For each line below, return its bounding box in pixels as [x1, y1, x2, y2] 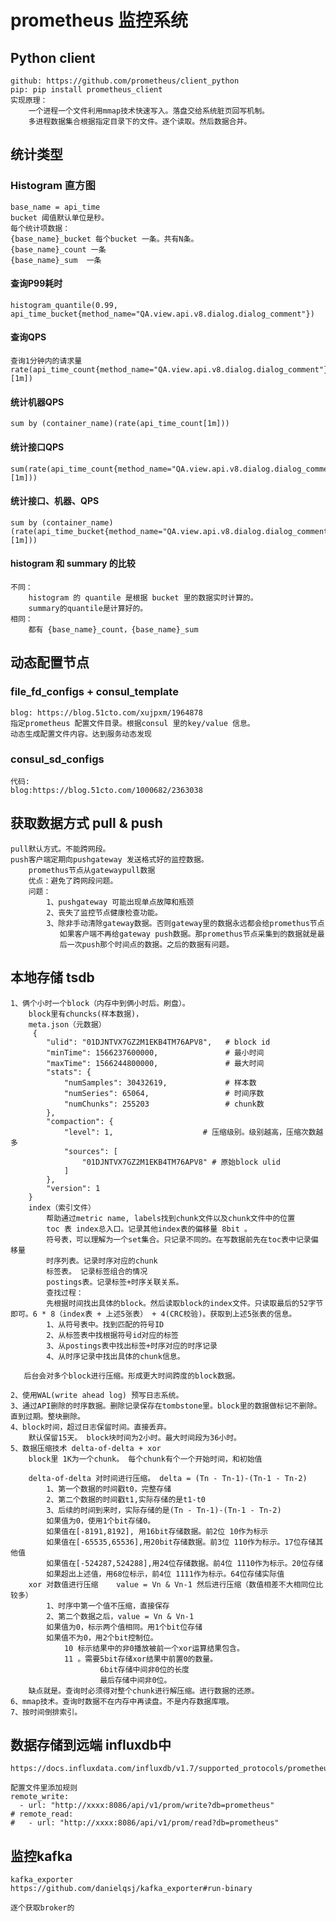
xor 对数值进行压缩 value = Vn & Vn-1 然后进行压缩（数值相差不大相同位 [28, 1579, 317, 1590]
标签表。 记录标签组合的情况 [46, 1266, 148, 1276]
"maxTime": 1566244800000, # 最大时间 [46, 1058, 265, 1068]
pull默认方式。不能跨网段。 [10, 844, 111, 854]
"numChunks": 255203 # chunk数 [63, 1099, 265, 1109]
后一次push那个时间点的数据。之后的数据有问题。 [59, 939, 235, 950]
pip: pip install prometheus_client [10, 85, 163, 95]
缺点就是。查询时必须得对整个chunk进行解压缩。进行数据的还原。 [28, 1686, 260, 1696]
